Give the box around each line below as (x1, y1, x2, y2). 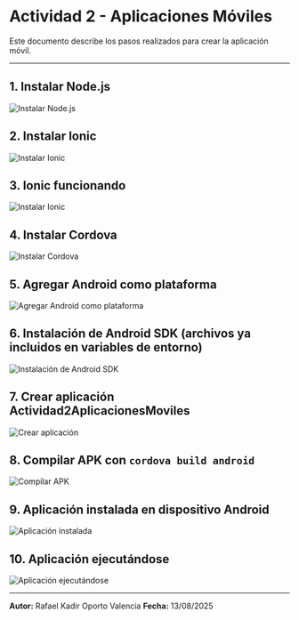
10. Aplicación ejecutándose (9, 552, 170, 567)
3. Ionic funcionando (9, 178, 126, 193)
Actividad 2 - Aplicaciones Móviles (9, 6, 273, 27)
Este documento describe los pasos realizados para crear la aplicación (9, 36, 269, 46)
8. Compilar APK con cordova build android (9, 453, 255, 468)
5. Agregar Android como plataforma (9, 277, 217, 292)
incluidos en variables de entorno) (9, 340, 203, 355)
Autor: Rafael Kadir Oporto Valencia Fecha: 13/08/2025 (9, 600, 214, 611)
